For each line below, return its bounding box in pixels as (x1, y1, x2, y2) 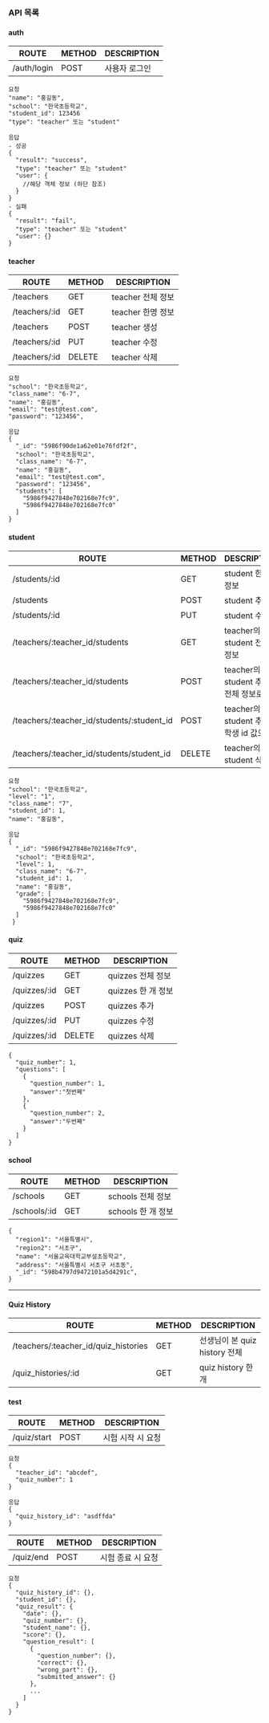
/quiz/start (12, 1432, 52, 1443)
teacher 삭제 (111, 352, 158, 363)
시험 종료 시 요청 (99, 1552, 159, 1563)
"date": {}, (22, 1610, 62, 1618)
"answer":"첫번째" (29, 1087, 86, 1096)
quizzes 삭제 (107, 1030, 155, 1041)
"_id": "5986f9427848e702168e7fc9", (15, 844, 138, 852)
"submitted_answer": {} (37, 1673, 116, 1681)
